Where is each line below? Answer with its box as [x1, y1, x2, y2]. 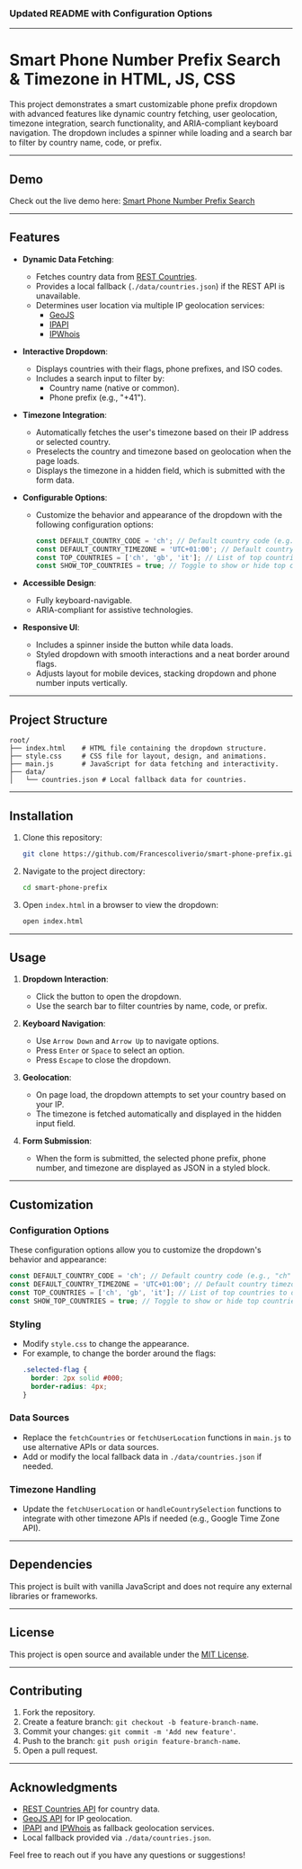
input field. [35, 1118, 76, 1129]
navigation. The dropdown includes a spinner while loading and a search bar [9, 128, 293, 138]
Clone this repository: [22, 832, 102, 842]
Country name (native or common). [49, 382, 180, 393]
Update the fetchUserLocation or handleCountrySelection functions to [22, 1504, 281, 1514]
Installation [9, 808, 74, 823]
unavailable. [35, 290, 81, 301]
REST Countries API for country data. [22, 1803, 160, 1814]
